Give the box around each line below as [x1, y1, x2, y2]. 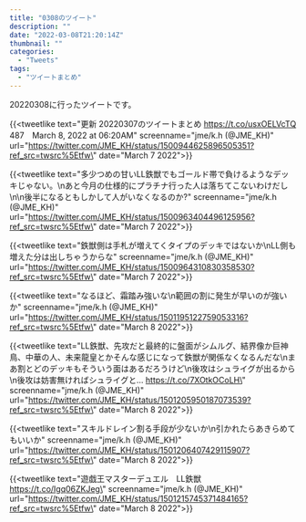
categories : [9, 47, 55, 57]
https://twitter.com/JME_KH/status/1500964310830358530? [27, 261, 255, 272]
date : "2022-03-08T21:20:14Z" [9, 30, 125, 39]
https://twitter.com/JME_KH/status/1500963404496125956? [27, 211, 255, 222]
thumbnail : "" [9, 38, 64, 48]
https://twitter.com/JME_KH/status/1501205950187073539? [27, 394, 252, 405]
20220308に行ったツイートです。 [9, 99, 137, 110]
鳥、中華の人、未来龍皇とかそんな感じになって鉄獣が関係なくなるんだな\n [9, 351, 289, 362]
